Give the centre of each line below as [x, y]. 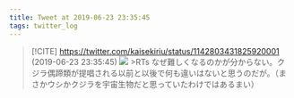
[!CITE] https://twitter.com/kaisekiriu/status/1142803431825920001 [155, 51]
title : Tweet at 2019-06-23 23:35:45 [80, 17]
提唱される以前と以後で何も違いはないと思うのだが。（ [179, 73]
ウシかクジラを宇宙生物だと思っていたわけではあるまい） [153, 84]
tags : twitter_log [43, 26]
